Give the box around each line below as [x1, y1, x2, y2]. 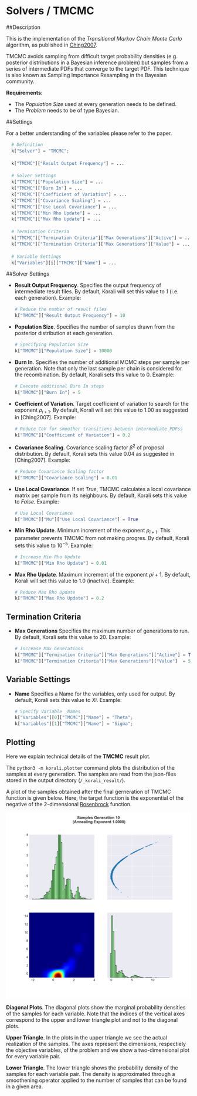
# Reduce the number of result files [14, 306, 107, 313]
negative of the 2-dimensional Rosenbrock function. [6, 801, 132, 808]
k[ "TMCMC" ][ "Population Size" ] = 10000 [14, 348, 113, 354]
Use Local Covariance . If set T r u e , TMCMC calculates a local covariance [14, 485, 191, 492]
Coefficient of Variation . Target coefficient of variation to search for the [14, 400, 189, 407]
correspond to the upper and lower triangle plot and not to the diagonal [6, 1016, 178, 1024]
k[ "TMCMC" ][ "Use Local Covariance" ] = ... [11, 204, 117, 210]
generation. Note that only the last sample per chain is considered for [14, 365, 182, 372]
